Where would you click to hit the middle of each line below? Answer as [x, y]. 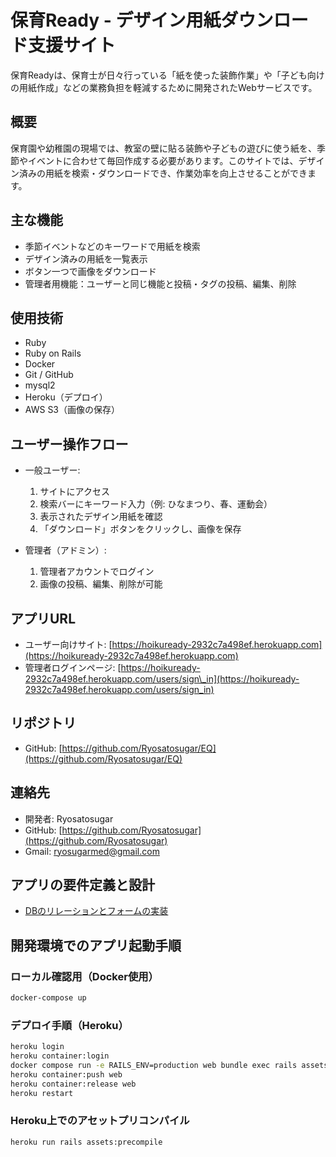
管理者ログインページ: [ [73, 667]
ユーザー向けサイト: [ [68, 644]
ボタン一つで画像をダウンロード [90, 271]
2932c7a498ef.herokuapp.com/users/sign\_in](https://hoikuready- [162, 679]
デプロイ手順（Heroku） [69, 1025]
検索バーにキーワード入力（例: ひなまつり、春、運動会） [156, 504]
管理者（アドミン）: [65, 550]
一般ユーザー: [52, 470]
